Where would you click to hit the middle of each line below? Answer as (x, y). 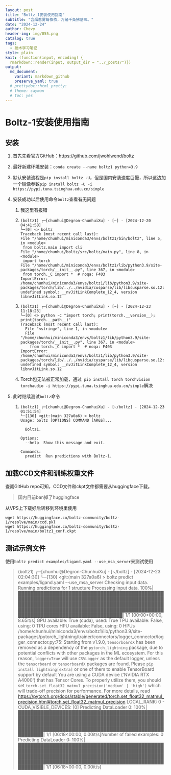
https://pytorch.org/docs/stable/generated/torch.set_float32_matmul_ (91, 696)
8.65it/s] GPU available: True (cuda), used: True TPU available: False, (90, 620)
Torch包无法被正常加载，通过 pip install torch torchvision (85, 379)
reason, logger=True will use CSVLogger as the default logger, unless (89, 658)
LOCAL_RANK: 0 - (146, 702)
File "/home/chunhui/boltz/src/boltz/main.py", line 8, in (84, 252)
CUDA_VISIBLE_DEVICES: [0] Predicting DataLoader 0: (75, 707)
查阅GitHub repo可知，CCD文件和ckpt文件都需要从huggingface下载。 (79, 487)
